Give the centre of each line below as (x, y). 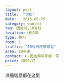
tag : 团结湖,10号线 (23, 28)
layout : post (19, 10)
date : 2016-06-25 (25, 19)
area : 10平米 (18, 51)
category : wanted (23, 24)
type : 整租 (16, 38)
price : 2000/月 (20, 61)
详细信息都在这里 (23, 76)
